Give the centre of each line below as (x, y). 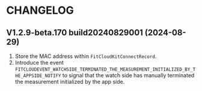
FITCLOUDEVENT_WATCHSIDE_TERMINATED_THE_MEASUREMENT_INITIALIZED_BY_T (105, 69)
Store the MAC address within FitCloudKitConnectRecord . (86, 56)
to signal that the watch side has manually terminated (128, 75)
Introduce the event (39, 63)
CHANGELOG (40, 10)
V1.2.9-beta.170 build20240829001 (75, 33)
